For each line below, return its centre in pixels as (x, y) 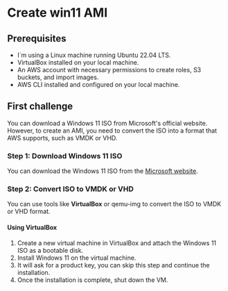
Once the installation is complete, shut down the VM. (93, 280)
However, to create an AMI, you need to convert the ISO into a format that (112, 131)
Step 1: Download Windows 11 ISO (65, 156)
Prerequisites (37, 39)
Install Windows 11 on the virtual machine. (77, 258)
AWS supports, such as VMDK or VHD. (62, 138)
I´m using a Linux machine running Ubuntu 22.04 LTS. (94, 55)
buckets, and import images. (58, 77)
